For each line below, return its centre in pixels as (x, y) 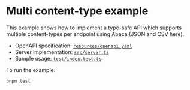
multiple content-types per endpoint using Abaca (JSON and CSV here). (95, 34)
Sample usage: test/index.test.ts (58, 58)
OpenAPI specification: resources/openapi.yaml (73, 46)
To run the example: (31, 70)
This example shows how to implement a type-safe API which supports (94, 28)
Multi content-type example (77, 11)
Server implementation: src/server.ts (62, 52)
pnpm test (19, 81)
